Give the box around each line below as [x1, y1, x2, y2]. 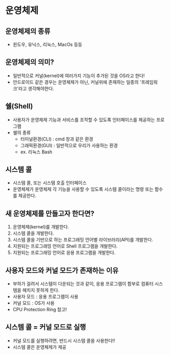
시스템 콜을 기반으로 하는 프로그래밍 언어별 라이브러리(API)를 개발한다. [12, 237, 154, 243]
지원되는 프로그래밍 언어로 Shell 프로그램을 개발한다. [12, 243, 118, 250]
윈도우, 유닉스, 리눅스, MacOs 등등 [12, 42, 82, 47]
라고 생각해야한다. [18, 85, 54, 92]
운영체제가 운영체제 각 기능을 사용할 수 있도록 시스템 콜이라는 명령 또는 [12, 186, 154, 192]
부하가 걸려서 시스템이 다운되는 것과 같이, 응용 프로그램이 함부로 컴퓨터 [12, 281, 154, 287]
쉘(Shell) [5, 102, 33, 111]
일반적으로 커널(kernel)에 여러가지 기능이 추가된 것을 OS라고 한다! [12, 73, 145, 79]
